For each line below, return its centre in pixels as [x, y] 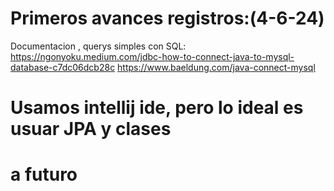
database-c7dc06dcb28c [63, 67]
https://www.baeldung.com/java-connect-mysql [216, 67]
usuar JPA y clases [91, 129]
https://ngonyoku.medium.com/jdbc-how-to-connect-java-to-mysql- [152, 56]
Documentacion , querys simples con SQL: [98, 46]
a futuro [44, 174]
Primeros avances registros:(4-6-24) [167, 18]
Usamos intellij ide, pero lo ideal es [157, 108]
